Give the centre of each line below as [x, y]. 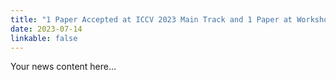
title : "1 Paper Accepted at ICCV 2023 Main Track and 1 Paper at [151, 19]
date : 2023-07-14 [46, 29]
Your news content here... [63, 67]
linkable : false [44, 38]
